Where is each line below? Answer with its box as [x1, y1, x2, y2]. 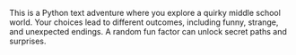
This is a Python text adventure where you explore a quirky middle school [9, 8, 281, 18]
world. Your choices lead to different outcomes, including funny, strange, [9, 17, 279, 27]
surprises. [9, 35, 47, 46]
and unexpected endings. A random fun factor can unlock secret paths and [9, 27, 287, 36]
